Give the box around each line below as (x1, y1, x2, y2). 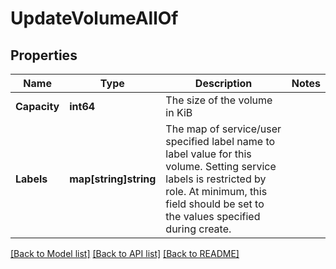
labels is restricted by (165, 172, 267, 186)
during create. (165, 222, 232, 236)
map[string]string (69, 172, 157, 186)
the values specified (165, 210, 261, 223)
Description (194, 77, 253, 90)
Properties (10, 47, 78, 64)
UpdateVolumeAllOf (10, 7, 179, 30)
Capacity (15, 100, 60, 113)
